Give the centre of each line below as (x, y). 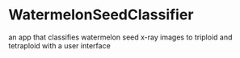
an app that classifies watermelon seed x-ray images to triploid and (120, 37)
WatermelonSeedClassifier (101, 15)
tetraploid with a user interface (59, 45)
